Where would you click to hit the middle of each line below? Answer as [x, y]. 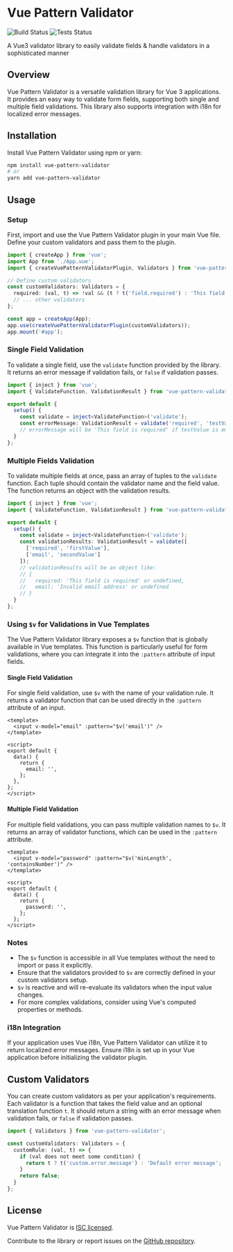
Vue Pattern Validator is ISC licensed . [60, 1227]
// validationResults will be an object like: [88, 568]
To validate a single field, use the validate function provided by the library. [114, 365]
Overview [29, 75]
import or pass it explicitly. [55, 965]
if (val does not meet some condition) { [80, 1157]
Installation [32, 136]
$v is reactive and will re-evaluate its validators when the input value [115, 987]
